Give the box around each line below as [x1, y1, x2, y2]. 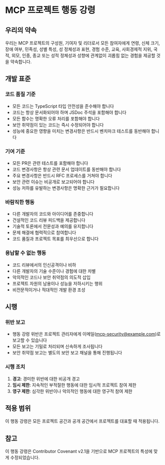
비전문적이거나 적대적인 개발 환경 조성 [12, 287, 86, 293]
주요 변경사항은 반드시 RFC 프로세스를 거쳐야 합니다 [12, 172, 112, 178]
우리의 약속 [5, 26, 37, 34]
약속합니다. [10, 59, 32, 65]
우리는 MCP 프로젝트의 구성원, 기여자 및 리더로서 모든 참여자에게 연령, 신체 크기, [5, 40, 160, 46]
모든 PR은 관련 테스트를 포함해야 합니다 [12, 160, 88, 166]
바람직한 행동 [5, 199, 35, 206]
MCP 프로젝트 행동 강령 [5, 4, 96, 16]
